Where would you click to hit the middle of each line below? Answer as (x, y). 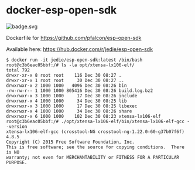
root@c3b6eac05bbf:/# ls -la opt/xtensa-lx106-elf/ (70, 65)
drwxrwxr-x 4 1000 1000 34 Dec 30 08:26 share (69, 111)
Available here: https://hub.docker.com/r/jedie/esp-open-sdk (80, 49)
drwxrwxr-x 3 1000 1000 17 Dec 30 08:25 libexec (72, 106)
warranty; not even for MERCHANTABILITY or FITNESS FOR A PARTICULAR (93, 157)
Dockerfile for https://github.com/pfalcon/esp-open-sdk (74, 38)
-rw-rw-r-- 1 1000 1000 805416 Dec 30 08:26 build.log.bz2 (80, 91)
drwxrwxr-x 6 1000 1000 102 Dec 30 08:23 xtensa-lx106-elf (83, 116)
